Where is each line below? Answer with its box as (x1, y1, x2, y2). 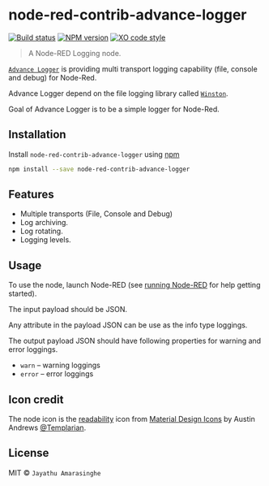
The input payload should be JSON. (8, 305, 128, 315)
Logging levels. (19, 235, 71, 245)
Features (8, 188, 54, 202)
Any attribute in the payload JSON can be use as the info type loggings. (8, 320, 248, 330)
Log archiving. (19, 218, 69, 228)
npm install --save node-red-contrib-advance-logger (8, 165, 190, 173)
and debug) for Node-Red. (8, 72, 97, 82)
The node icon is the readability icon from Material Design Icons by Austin (8, 414, 255, 424)
